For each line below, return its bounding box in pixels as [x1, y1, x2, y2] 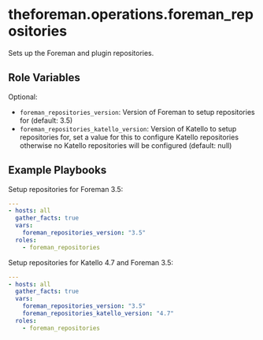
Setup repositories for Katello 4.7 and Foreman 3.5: [8, 257, 174, 267]
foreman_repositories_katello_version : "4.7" [22, 309, 175, 318]
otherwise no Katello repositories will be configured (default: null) [19, 140, 232, 150]
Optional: [8, 92, 38, 102]
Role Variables [8, 71, 80, 84]
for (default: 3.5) [19, 116, 73, 125]
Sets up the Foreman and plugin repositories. [8, 48, 154, 57]
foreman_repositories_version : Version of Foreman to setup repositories [19, 107, 255, 116]
